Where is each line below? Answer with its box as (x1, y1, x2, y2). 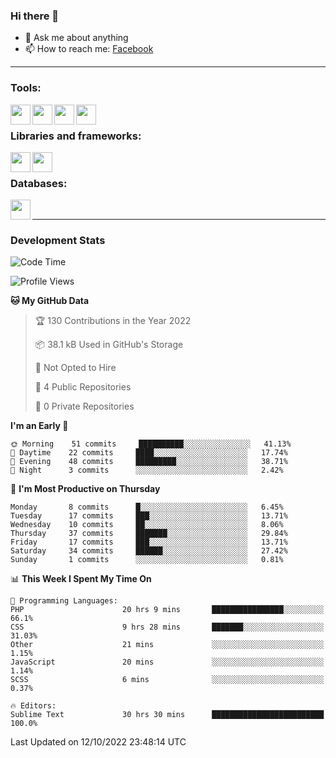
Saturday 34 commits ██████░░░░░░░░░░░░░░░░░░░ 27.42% (10, 546, 288, 556)
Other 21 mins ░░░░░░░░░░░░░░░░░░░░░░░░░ (10, 640, 325, 650)
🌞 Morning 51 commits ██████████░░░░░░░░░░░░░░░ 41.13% (10, 439, 292, 449)
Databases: (10, 176, 68, 190)
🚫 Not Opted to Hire (34, 362, 117, 374)
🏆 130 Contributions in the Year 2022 (34, 315, 192, 327)
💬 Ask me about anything (24, 32, 129, 44)
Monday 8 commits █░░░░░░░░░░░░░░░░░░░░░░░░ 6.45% (10, 502, 284, 513)
